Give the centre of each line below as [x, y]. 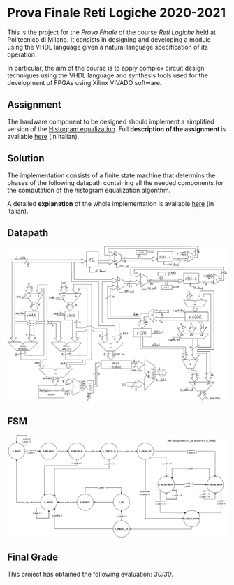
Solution [26, 158]
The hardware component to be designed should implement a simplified [111, 121]
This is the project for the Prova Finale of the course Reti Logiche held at [112, 32]
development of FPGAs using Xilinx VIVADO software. [85, 82]
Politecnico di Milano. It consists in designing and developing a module [109, 39]
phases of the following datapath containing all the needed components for [116, 182]
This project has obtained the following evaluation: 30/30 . [90, 574]
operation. [22, 54]
